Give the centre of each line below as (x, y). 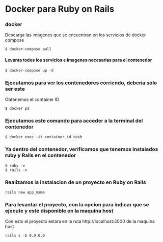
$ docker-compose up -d (29, 70)
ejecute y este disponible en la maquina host (59, 211)
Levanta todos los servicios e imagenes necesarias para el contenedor (79, 60)
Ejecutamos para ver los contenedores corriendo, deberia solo (81, 83)
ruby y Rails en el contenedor (41, 155)
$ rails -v (16, 170)
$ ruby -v (15, 166)
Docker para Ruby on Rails (60, 9)
